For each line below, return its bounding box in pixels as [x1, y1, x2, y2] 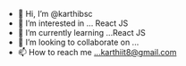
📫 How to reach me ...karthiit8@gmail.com [17, 47, 177, 57]
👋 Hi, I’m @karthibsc [17, 9, 93, 19]
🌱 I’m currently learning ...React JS [17, 28, 146, 37]
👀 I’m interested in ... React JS [17, 18, 129, 29]
